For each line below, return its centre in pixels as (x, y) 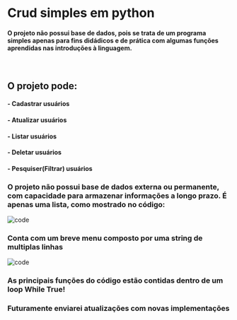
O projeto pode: (42, 86)
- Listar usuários (32, 136)
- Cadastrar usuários (39, 104)
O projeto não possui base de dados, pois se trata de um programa (107, 32)
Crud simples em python (81, 13)
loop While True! (36, 290)
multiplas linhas (35, 247)
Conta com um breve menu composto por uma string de (105, 238)
